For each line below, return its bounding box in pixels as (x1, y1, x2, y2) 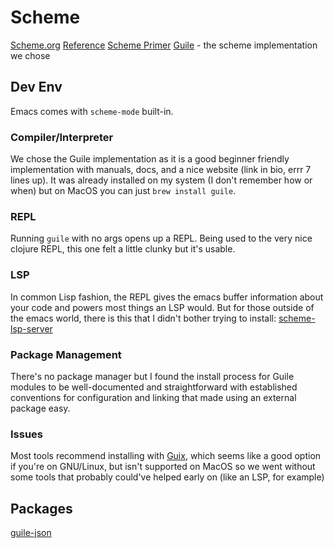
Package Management (10, 347, 122, 361)
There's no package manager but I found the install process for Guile (10, 370, 295, 382)
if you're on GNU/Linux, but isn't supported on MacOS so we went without (10, 461, 316, 473)
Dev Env (10, 79, 63, 96)
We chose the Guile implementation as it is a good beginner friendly (10, 153, 290, 165)
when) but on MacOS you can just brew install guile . (10, 185, 237, 197)
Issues (10, 427, 44, 441)
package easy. (10, 402, 71, 414)
